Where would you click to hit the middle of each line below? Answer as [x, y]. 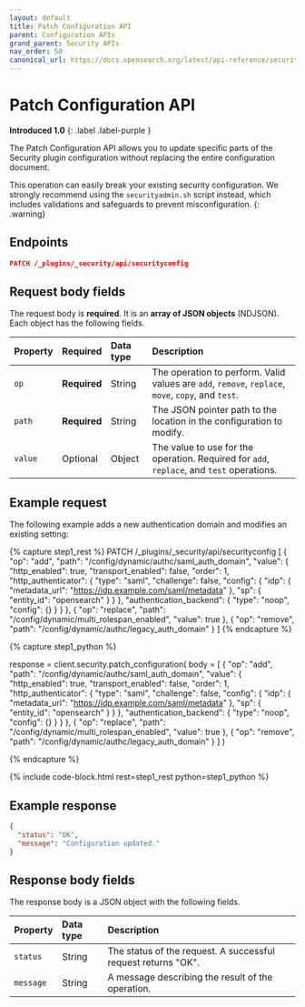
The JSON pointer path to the [215, 410]
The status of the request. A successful [191, 952]
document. [30, 167]
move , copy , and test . [195, 395]
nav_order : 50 [36, 52]
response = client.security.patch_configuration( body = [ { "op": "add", [141, 664]
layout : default [40, 18]
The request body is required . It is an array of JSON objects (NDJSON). [144, 314]
